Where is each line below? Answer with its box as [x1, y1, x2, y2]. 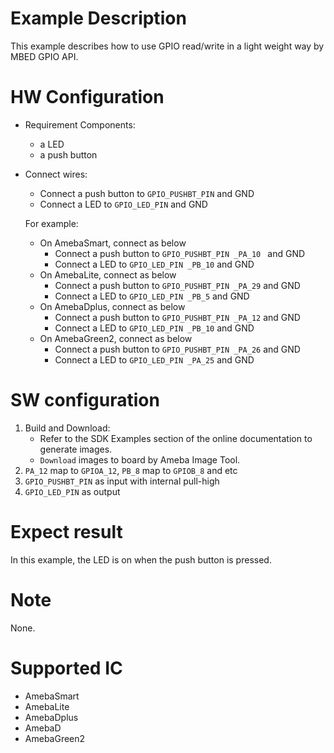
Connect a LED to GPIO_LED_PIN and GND [39, 198, 208, 210]
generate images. [39, 443, 113, 455]
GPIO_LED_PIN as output [24, 485, 121, 497]
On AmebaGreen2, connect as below [39, 332, 193, 344]
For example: [24, 217, 79, 229]
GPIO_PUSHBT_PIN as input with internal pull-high [24, 475, 220, 487]
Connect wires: [24, 168, 88, 180]
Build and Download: [24, 422, 111, 434]
